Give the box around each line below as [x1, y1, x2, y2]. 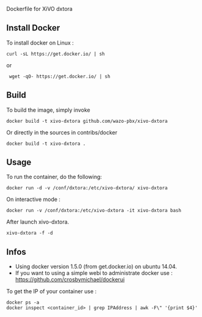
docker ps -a [6, 299, 40, 306]
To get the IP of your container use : [6, 288, 97, 295]
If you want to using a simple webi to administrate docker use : [15, 269, 173, 277]
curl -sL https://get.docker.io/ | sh [6, 51, 105, 57]
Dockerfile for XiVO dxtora [6, 5, 73, 12]
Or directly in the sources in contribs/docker [6, 128, 118, 136]
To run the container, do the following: [6, 173, 103, 181]
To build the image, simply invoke [6, 106, 90, 114]
